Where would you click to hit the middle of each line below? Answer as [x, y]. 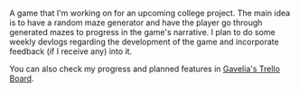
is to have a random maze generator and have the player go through [136, 23]
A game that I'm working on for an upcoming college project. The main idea [150, 13]
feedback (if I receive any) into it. [71, 51]
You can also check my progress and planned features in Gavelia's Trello [145, 69]
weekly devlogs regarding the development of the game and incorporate [144, 41]
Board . [22, 78]
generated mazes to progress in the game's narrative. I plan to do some [142, 32]
